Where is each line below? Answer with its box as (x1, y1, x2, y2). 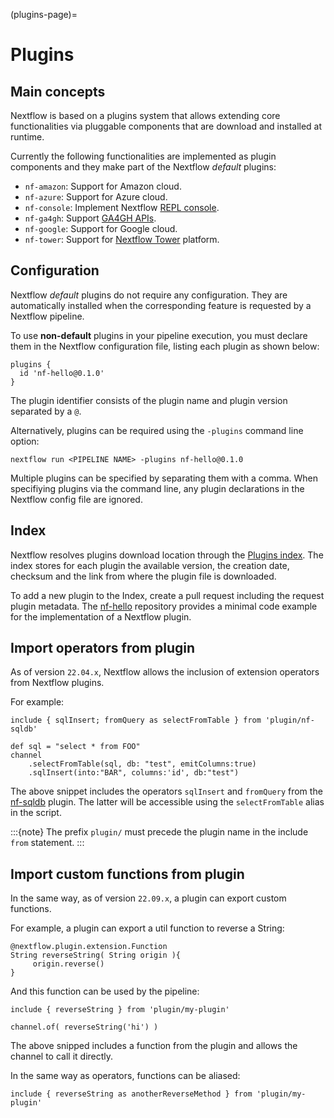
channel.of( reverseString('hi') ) (10, 1022, 159, 1033)
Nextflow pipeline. (10, 310, 85, 322)
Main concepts (10, 83, 106, 100)
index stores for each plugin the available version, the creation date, (10, 559, 290, 571)
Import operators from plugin (10, 640, 195, 657)
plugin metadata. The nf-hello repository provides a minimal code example (10, 600, 318, 612)
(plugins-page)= (10, 9, 78, 20)
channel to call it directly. (10, 1050, 114, 1063)
